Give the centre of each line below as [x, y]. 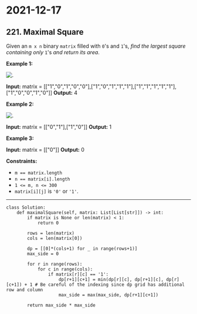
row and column [25, 290]
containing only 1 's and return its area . [53, 52]
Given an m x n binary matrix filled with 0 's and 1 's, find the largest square [96, 46]
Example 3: [20, 138]
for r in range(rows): [55, 264]
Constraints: [22, 161]
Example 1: [20, 64]
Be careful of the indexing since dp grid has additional [112, 285]
